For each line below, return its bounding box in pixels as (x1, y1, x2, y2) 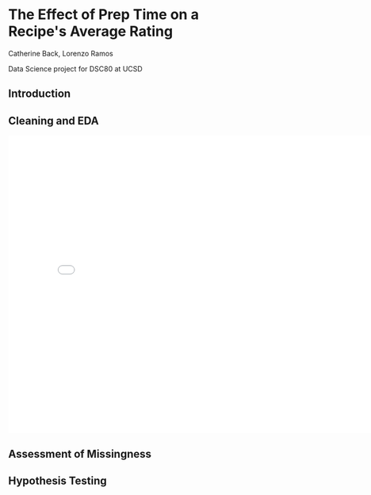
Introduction (8, 87, 71, 101)
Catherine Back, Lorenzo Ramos (8, 48, 113, 58)
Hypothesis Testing (8, 474, 107, 487)
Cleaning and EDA (8, 113, 99, 128)
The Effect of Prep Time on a (8, 6, 200, 24)
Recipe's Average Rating (8, 22, 173, 40)
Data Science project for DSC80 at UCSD (8, 63, 143, 73)
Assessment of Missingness (8, 447, 152, 461)
